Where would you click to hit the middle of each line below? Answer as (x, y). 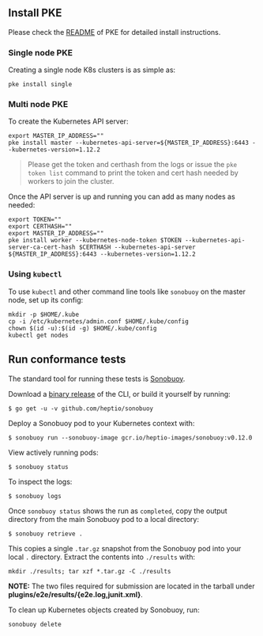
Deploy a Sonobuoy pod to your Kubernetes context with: (101, 423)
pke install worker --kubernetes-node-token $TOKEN (95, 241)
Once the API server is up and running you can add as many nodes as (122, 196)
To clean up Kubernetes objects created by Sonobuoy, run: (104, 610)
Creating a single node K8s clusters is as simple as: (92, 70)
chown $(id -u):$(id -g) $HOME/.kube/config (83, 328)
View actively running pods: (53, 452)
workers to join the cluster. (71, 181)
